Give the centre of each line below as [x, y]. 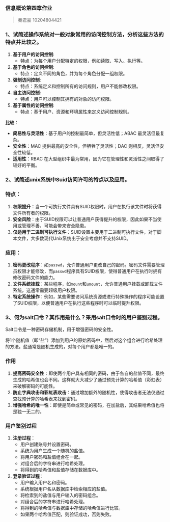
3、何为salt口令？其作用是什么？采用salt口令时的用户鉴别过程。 [84, 318]
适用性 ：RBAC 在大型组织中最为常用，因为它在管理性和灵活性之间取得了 [88, 158]
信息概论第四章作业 [29, 8]
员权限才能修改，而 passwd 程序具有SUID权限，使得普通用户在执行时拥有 [87, 271]
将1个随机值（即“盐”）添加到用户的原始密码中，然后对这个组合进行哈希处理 [84, 340]
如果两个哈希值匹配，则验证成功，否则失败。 [67, 514]
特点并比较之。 [24, 42]
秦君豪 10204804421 [40, 20]
